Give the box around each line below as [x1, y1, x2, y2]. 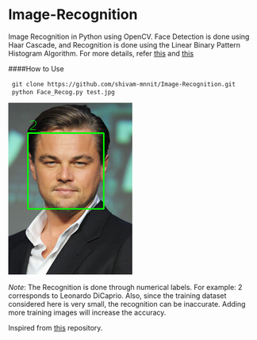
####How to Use [8, 63, 65, 73]
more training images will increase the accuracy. [8, 308, 167, 317]
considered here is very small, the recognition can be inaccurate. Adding [8, 299, 246, 308]
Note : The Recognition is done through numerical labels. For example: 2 [8, 282, 243, 292]
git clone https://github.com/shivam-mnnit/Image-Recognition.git [11, 80, 236, 88]
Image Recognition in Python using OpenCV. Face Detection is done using [8, 32, 250, 41]
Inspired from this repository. [8, 323, 103, 332]
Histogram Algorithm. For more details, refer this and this [8, 48, 194, 58]
